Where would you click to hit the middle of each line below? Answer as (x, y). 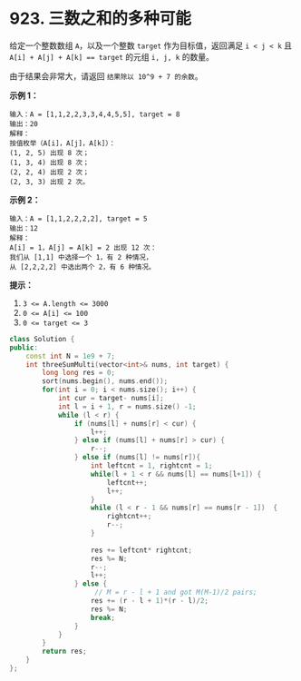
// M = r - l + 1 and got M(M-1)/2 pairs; (176, 592)
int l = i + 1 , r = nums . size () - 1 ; (127, 406)
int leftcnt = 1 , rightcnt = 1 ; (151, 466)
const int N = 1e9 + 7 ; (71, 356)
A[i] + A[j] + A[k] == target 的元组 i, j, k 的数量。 (112, 56)
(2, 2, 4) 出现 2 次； (49, 172)
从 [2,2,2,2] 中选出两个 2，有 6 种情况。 (83, 267)
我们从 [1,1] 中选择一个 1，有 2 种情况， (81, 257)
